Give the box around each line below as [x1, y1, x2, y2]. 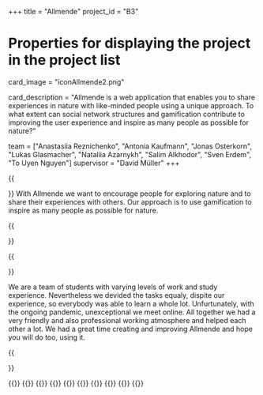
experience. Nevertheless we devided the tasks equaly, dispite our [8, 290, 225, 299]
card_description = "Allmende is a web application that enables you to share [8, 92, 255, 102]
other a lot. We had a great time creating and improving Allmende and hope [8, 324, 253, 333]
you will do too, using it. [8, 332, 85, 342]
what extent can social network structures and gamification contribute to [8, 109, 245, 118]
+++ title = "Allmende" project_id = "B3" [8, 7, 139, 16]
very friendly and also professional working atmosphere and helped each [8, 315, 246, 325]
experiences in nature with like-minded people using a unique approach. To [8, 100, 254, 110]
